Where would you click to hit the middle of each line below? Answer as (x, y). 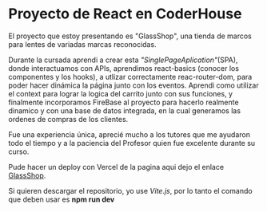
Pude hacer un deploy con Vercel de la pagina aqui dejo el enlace (116, 167)
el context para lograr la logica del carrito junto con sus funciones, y (121, 93)
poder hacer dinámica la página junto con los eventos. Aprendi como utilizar (133, 85)
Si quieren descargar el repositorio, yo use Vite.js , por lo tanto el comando (131, 190)
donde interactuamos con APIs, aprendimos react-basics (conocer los (124, 68)
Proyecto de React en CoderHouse (125, 14)
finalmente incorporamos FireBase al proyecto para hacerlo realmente (124, 102)
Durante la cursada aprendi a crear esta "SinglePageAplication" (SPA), (123, 60)
